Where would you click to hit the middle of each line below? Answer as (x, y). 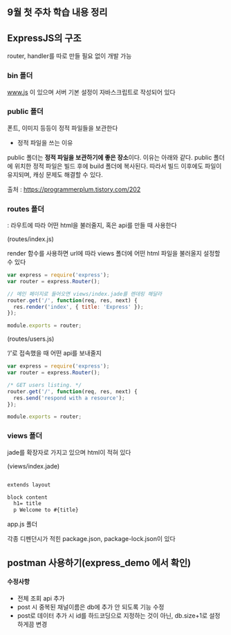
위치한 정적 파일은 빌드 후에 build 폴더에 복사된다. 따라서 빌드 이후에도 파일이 (118, 166)
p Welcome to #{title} (46, 510)
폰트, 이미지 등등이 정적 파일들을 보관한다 (63, 128)
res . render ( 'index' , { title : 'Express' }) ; (78, 307)
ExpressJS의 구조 (44, 38)
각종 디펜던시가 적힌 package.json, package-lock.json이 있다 (91, 539)
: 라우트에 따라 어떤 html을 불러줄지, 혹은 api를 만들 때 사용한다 (92, 225)
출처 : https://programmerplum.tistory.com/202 (74, 189)
